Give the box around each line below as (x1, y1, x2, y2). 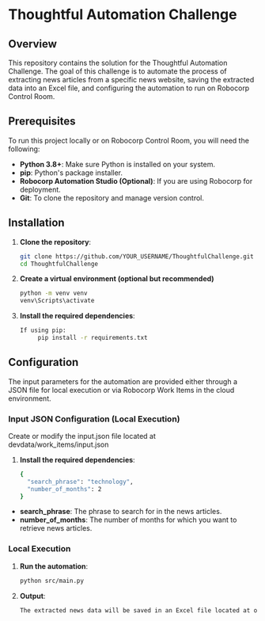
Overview (8, 37, 58, 51)
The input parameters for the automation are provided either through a (8, 376, 238, 386)
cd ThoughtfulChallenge (19, 260, 99, 268)
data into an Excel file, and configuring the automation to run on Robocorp (8, 83, 250, 93)
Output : (19, 591, 46, 600)
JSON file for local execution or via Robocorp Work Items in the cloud (8, 385, 235, 394)
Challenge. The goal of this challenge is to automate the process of (8, 67, 227, 76)
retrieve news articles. (19, 524, 93, 533)
